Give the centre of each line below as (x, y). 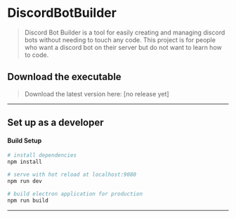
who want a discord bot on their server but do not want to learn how (123, 47)
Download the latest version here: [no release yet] (97, 94)
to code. (37, 55)
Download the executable (64, 77)
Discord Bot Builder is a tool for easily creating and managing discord (125, 32)
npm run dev (25, 181)
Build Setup (25, 140)
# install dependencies (42, 155)
